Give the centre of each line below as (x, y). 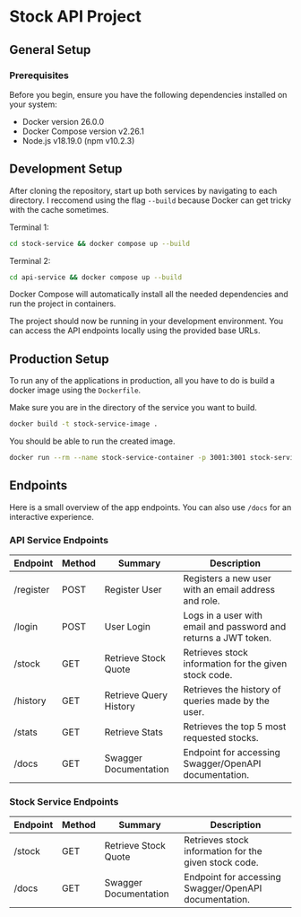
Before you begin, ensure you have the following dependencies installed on (148, 94)
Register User (133, 590)
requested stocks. (221, 738)
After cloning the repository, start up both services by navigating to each (143, 190)
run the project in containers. (63, 304)
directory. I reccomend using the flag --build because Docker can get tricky (150, 200)
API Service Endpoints (59, 540)
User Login (127, 627)
